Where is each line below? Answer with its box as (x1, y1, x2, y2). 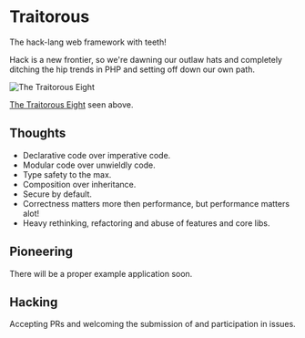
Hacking (9, 294, 58, 310)
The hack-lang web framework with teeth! (9, 36, 167, 47)
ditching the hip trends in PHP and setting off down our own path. (9, 64, 255, 75)
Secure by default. (22, 189, 93, 200)
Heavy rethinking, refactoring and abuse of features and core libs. (22, 217, 270, 229)
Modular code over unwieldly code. (22, 159, 157, 170)
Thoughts (9, 126, 66, 141)
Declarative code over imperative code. (22, 149, 171, 160)
